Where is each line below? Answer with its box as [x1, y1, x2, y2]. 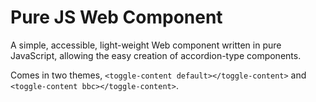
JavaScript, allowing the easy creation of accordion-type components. [10, 49, 302, 61]
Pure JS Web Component [10, 6, 223, 29]
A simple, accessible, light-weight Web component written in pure [10, 39, 282, 51]
